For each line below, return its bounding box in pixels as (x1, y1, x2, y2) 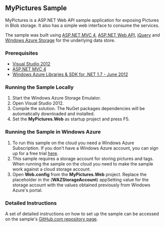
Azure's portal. (12, 187, 43, 193)
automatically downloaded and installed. (12, 111, 95, 117)
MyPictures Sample (5, 4, 67, 12)
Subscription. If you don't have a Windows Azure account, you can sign (12, 145, 159, 151)
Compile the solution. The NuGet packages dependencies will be (12, 106, 145, 112)
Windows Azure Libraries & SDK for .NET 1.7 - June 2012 (12, 71, 128, 77)
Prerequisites (5, 50, 38, 57)
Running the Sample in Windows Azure (5, 128, 101, 135)
